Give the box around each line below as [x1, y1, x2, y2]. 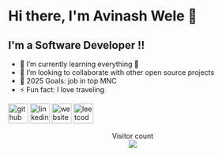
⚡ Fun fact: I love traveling [19, 85, 105, 94]
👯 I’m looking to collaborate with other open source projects [19, 68, 215, 77]
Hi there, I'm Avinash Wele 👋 [8, 7, 198, 25]
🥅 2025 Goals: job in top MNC [19, 76, 117, 85]
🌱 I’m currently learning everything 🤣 [19, 59, 140, 69]
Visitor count [111, 132, 154, 140]
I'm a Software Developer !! [8, 39, 145, 52]
